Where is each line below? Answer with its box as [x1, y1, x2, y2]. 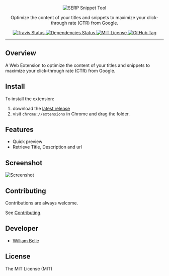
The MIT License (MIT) [5, 265, 53, 271]
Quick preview [12, 139, 43, 145]
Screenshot [5, 159, 43, 167]
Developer [5, 224, 39, 233]
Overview [5, 49, 37, 57]
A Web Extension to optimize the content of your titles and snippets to [5, 62, 150, 68]
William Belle [12, 237, 39, 244]
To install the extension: [5, 96, 54, 102]
